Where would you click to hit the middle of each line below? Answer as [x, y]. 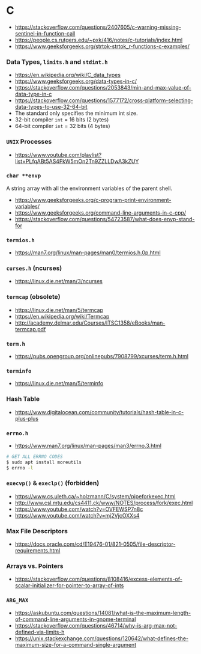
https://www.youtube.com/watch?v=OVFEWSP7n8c [79, 509]
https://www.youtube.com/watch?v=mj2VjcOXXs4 [77, 515]
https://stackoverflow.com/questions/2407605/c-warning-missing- [98, 27]
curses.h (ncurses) [34, 268]
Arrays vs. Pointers [35, 566]
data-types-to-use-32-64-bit [51, 107]
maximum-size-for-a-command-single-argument [76, 644]
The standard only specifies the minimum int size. [76, 113]
